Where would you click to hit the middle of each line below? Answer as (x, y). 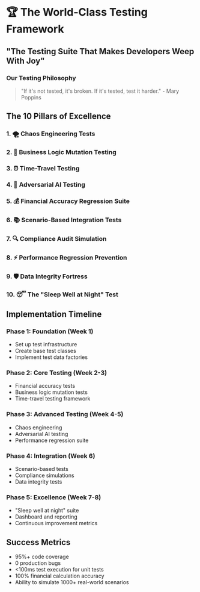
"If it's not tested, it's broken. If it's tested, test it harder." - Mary (100, 91)
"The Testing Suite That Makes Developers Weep (100, 51)
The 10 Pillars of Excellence (59, 117)
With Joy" (26, 61)
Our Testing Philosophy (41, 78)
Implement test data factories (51, 357)
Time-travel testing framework (53, 399)
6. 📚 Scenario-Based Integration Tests (64, 220)
